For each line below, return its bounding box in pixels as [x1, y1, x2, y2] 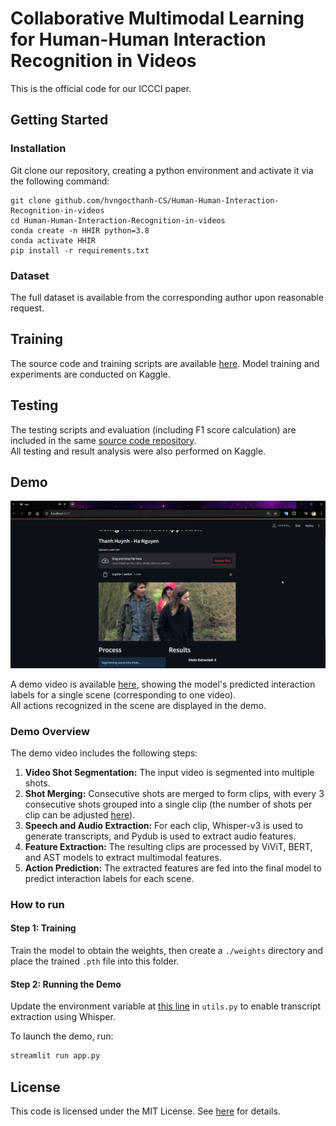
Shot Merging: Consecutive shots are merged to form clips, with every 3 [24, 787, 325, 799]
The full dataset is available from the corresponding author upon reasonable [10, 291, 324, 303]
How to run [10, 897, 65, 911]
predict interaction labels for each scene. [24, 872, 195, 884]
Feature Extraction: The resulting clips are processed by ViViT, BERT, [24, 840, 313, 852]
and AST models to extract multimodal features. [24, 851, 222, 863]
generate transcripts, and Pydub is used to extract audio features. [24, 830, 297, 842]
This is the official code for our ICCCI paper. [10, 82, 192, 94]
